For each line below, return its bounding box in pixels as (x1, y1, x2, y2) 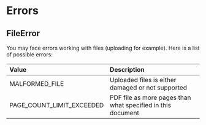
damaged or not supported (109, 83, 187, 92)
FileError (6, 28, 40, 39)
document (109, 108, 139, 117)
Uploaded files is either (109, 76, 177, 84)
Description (109, 66, 145, 74)
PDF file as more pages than (109, 93, 191, 102)
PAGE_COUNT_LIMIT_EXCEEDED (9, 101, 104, 109)
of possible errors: (6, 51, 53, 58)
